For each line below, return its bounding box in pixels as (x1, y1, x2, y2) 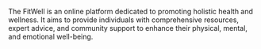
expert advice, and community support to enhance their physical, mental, (8, 24, 248, 32)
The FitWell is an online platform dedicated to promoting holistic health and (8, 7, 254, 16)
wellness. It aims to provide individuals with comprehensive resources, (8, 15, 240, 24)
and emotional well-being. (8, 32, 94, 41)
